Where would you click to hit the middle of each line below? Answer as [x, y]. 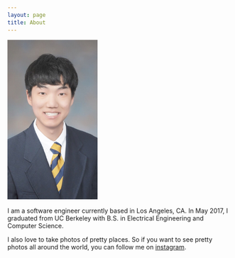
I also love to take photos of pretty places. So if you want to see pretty [110, 239]
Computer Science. [35, 225]
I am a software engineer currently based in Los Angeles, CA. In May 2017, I [118, 211]
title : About [27, 22]
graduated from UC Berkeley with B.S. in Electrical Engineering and [105, 218]
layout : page [27, 15]
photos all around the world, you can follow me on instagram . [97, 247]
